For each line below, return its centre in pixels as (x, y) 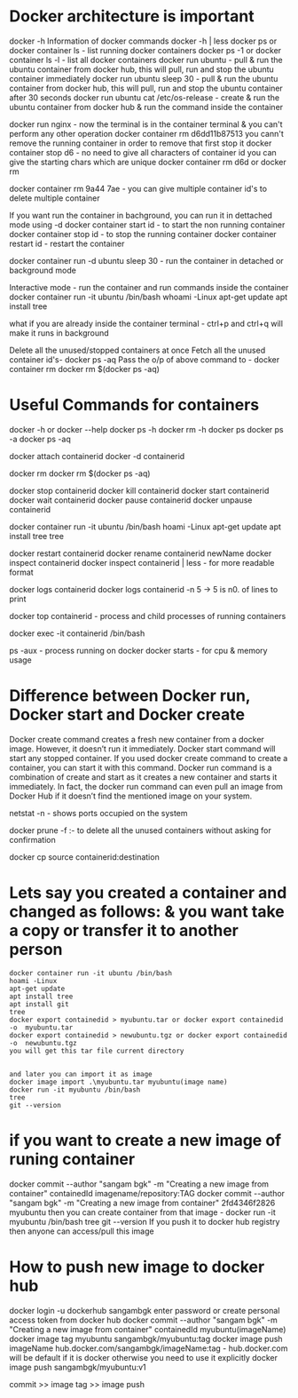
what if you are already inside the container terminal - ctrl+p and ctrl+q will (146, 323)
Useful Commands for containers (134, 405)
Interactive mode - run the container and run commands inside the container (149, 287)
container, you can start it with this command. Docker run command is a (141, 767)
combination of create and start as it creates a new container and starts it (143, 777)
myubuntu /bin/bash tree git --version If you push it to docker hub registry (145, 1221)
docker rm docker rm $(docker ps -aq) (80, 473)
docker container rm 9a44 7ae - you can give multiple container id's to (138, 188)
